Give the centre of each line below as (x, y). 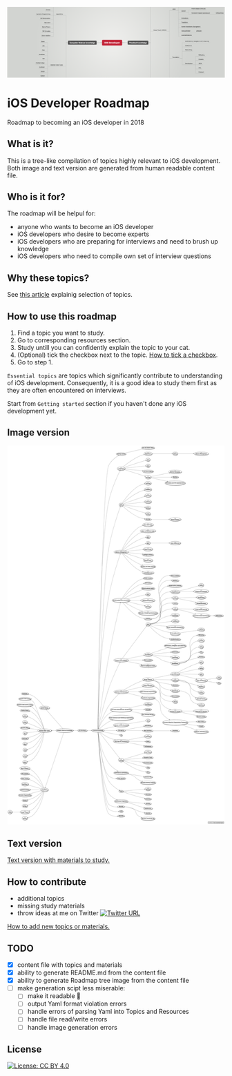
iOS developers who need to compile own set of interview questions (114, 256)
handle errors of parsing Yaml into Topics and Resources (108, 1012)
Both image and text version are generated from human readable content (111, 168)
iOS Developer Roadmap (78, 103)
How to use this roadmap (62, 316)
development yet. (32, 411)
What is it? (30, 144)
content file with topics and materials (70, 965)
